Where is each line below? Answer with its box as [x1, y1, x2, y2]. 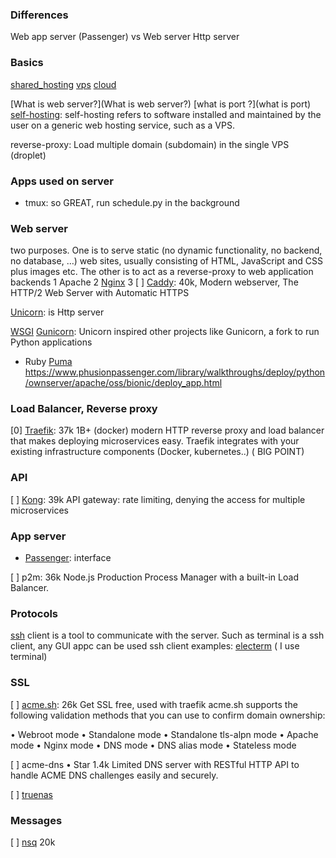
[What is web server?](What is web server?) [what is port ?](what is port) [10, 98, 312, 110]
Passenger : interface [24, 552, 112, 564]
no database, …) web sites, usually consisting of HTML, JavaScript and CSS [10, 255, 323, 267]
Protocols [10, 607, 59, 620]
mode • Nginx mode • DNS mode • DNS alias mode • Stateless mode [10, 739, 297, 751]
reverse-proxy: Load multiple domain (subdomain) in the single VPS [10, 138, 290, 150]
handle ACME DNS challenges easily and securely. [10, 769, 219, 781]
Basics [10, 56, 44, 70]
